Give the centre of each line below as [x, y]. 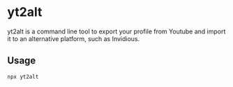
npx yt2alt [23, 77]
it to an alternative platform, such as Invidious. [74, 38]
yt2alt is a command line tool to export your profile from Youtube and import [116, 31]
